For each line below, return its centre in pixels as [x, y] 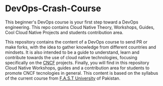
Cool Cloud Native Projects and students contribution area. [64, 32]
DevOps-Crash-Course [53, 9]
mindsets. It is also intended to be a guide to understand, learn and [72, 52]
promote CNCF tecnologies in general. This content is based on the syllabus [82, 73]
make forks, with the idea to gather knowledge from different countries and [81, 47]
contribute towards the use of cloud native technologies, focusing [71, 57]
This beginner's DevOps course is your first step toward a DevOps [72, 22]
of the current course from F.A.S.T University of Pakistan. [63, 78]
